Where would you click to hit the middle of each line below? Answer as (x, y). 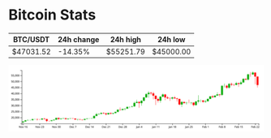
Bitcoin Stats (52, 15)
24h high (126, 40)
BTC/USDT (32, 40)
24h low (171, 40)
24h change (79, 40)
